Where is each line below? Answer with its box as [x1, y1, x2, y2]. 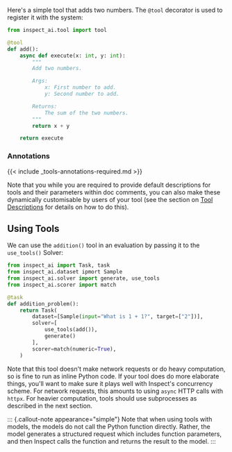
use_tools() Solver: [7, 249, 64, 257]
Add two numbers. [32, 65, 82, 72]
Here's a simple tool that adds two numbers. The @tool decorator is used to [7, 6, 223, 14]
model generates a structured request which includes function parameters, [7, 430, 222, 438]
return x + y [32, 122, 70, 129]
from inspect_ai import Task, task [7, 262, 110, 269]
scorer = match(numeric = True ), [32, 345, 117, 353]
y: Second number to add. [44, 90, 119, 97]
